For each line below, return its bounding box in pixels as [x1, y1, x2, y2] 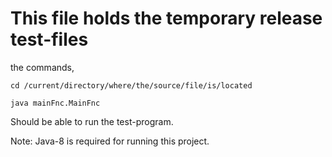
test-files [10, 28, 89, 51]
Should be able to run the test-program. [10, 115, 174, 127]
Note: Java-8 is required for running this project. [10, 135, 210, 147]
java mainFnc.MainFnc [10, 98, 101, 108]
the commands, [10, 61, 75, 73]
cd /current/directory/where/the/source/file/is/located [10, 80, 253, 91]
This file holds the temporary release [10, 7, 323, 30]
